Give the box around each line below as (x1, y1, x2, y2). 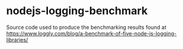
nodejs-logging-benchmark (6, 4, 148, 18)
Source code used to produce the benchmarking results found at (6, 24, 167, 31)
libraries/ (6, 36, 28, 43)
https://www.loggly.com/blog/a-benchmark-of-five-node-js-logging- (6, 30, 177, 37)
